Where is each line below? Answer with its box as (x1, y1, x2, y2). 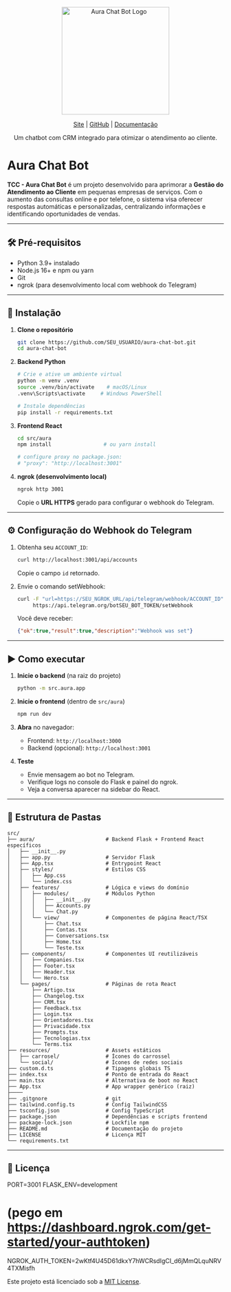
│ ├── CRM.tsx (7, 998, 67, 1005)
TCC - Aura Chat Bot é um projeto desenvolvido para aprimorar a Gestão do (7, 180, 224, 189)
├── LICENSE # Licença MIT (7, 1131, 146, 1138)
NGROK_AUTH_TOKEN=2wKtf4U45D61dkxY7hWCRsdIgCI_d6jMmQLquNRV (7, 1257, 222, 1265)
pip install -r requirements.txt (16, 409, 113, 416)
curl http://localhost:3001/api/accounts (16, 556, 137, 563)
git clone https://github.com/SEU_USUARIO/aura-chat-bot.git (16, 338, 197, 346)
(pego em (7, 1204, 63, 1220)
